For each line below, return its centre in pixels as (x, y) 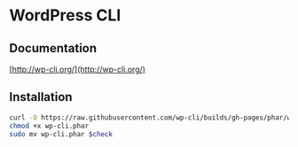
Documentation (53, 48)
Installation (41, 97)
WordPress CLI (65, 15)
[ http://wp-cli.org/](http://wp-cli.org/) (78, 69)
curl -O (24, 117)
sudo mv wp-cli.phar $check (61, 134)
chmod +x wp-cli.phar (49, 126)
